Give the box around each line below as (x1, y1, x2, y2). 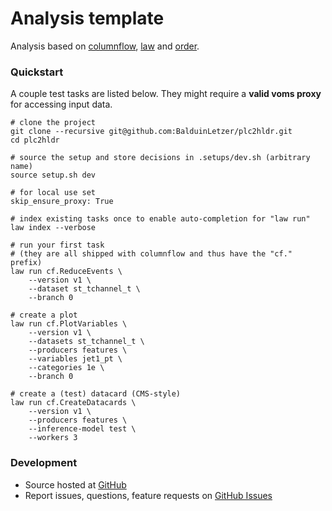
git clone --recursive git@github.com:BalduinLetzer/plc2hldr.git (10, 127, 293, 137)
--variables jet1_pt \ (28, 354, 123, 364)
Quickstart (10, 65, 64, 79)
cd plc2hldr (10, 135, 60, 146)
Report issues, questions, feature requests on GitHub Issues (24, 489, 273, 501)
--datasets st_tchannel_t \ (28, 337, 145, 347)
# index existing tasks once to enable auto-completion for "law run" (10, 214, 311, 224)
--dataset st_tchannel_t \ (28, 284, 141, 294)
